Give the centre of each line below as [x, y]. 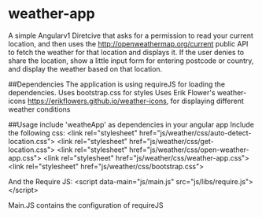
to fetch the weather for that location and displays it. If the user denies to [126, 52]
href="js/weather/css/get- [172, 141]
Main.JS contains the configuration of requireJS [86, 205]
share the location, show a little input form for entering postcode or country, [131, 61]
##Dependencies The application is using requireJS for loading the [117, 84]
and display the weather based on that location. [85, 68]
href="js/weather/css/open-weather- [189, 150]
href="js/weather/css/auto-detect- [195, 133]
